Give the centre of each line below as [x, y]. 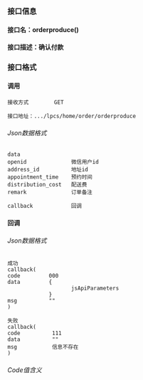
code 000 [33, 276]
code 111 [35, 333]
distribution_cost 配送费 [47, 185]
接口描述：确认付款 [36, 47]
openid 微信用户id [53, 162]
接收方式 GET [36, 102]
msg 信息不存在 [43, 347]
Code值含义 [25, 370]
